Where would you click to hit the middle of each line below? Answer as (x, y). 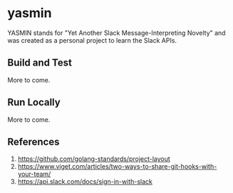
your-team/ (34, 174)
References (33, 141)
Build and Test (40, 63)
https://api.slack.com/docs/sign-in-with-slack (85, 182)
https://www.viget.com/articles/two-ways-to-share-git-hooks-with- (117, 167)
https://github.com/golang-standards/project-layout (94, 159)
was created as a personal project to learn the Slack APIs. (92, 40)
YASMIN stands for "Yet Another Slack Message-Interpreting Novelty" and (116, 33)
